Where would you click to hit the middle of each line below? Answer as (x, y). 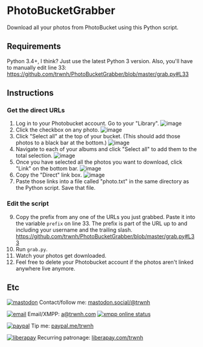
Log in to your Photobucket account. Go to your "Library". (87, 123)
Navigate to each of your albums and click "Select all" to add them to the (106, 149)
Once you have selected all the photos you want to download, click (99, 162)
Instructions (30, 93)
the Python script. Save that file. (56, 188)
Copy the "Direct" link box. (49, 175)
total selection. (34, 156)
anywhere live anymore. (45, 268)
